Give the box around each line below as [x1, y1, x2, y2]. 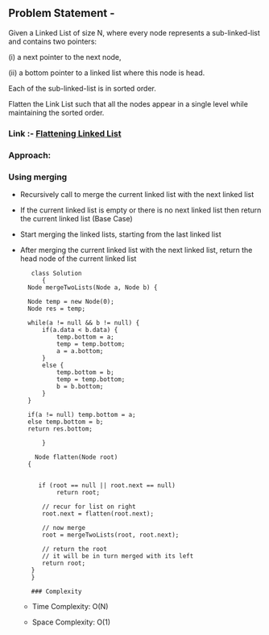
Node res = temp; [27, 305, 86, 313]
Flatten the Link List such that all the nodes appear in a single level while [8, 99, 248, 108]
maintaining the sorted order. [8, 107, 105, 117]
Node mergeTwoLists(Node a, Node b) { [27, 283, 158, 292]
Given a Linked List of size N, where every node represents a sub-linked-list [8, 27, 260, 37]
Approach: [8, 149, 52, 161]
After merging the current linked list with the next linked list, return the [19, 245, 253, 254]
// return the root [41, 545, 107, 553]
